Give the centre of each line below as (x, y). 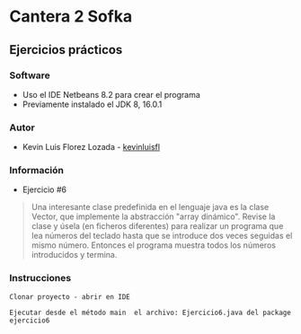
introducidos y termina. (74, 255)
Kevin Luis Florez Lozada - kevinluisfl (91, 147)
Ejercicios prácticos (66, 50)
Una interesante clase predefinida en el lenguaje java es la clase (150, 207)
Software (30, 75)
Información (37, 171)
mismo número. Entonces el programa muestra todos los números (154, 245)
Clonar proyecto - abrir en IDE (70, 297)
